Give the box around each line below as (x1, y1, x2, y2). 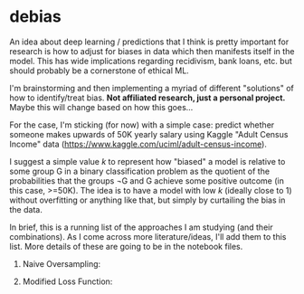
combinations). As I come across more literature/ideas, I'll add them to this (9, 231, 287, 242)
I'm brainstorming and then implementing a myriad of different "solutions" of (9, 82, 294, 93)
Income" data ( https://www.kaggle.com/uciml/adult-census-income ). (9, 138, 267, 149)
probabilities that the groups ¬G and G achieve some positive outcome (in (9, 175, 285, 186)
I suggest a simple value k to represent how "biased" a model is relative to (9, 156, 286, 166)
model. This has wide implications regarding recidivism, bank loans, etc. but (9, 55, 292, 66)
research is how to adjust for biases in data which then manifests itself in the (9, 45, 295, 56)
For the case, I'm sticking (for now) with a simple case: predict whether (9, 119, 275, 130)
